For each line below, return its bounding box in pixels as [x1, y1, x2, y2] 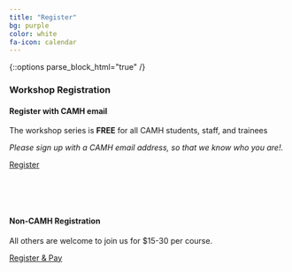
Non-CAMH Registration [9, 215, 101, 226]
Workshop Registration [9, 84, 111, 96]
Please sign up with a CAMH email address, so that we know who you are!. [9, 142, 284, 153]
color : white [9, 29, 58, 38]
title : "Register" [9, 12, 77, 22]
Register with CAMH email [9, 105, 108, 116]
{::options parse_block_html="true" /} [9, 62, 146, 72]
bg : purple [9, 21, 50, 30]
